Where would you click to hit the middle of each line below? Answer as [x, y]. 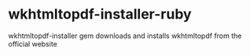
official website [33, 43]
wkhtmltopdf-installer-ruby [100, 14]
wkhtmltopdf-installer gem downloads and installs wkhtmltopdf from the [125, 36]
